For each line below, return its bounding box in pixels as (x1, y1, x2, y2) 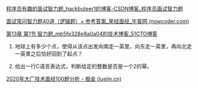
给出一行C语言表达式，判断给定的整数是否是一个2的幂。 (14, 63, 153, 70)
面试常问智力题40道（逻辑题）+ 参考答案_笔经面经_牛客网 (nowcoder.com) (6, 18, 189, 25)
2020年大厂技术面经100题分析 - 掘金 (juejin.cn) (6, 76, 122, 82)
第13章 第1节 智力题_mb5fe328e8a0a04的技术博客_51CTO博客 (6, 30, 158, 37)
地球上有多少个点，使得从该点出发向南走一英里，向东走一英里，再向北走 (14, 43, 192, 50)
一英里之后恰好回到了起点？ (14, 50, 83, 57)
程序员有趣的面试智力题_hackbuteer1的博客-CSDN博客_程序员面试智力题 (6, 5, 183, 12)
